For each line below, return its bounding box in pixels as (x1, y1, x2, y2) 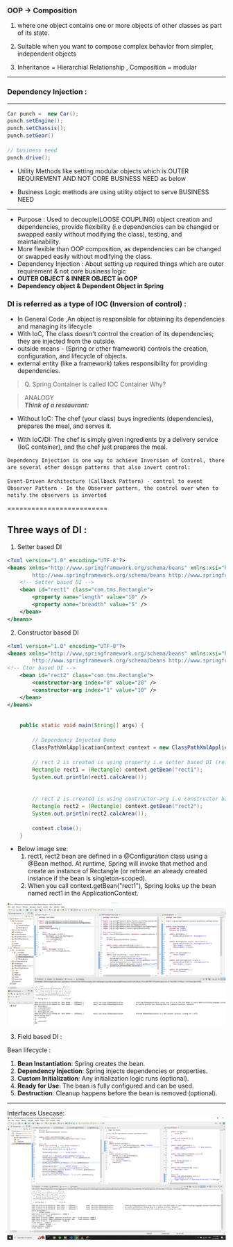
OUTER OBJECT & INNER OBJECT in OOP (17, 274, 138, 283)
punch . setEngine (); (7, 118, 64, 125)
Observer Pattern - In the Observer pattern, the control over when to (7, 485, 218, 492)
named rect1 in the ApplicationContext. (27, 889, 139, 898)
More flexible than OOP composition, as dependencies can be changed (17, 244, 222, 253)
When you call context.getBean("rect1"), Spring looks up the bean (27, 882, 216, 890)
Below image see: (17, 845, 68, 853)
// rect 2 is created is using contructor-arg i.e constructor (32, 795, 218, 802)
